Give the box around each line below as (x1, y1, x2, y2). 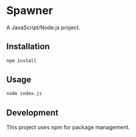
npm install (6, 57, 37, 64)
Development (6, 107, 59, 118)
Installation (6, 41, 50, 52)
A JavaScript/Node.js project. (6, 24, 81, 31)
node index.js (6, 91, 43, 97)
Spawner (6, 4, 53, 18)
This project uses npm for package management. (6, 124, 130, 131)
